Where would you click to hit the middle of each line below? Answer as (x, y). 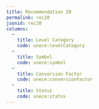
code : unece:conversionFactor (55, 79)
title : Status (35, 91)
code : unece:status (42, 96)
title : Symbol (35, 57)
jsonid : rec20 (24, 23)
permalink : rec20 (28, 18)
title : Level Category (46, 40)
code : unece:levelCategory (51, 46)
